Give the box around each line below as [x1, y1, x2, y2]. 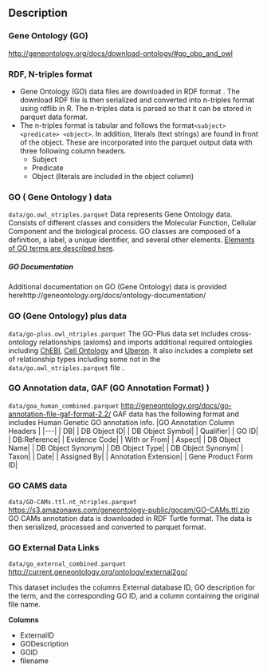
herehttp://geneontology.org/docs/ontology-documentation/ [8, 291, 206, 300]
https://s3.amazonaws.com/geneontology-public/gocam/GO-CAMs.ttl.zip [8, 505, 249, 515]
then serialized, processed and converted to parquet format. [8, 523, 206, 532]
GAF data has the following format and [112, 409, 239, 419]
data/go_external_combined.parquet [8, 560, 127, 568]
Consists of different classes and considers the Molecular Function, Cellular [8, 218, 257, 228]
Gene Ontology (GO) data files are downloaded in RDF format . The [19, 86, 241, 96]
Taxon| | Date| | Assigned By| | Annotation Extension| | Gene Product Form [8, 451, 253, 461]
